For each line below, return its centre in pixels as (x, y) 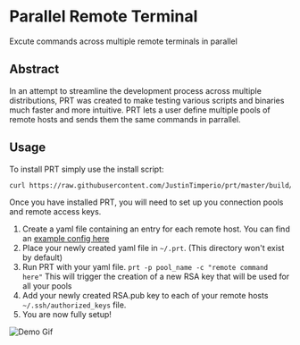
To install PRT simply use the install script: (87, 169)
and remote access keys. (55, 212)
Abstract (34, 69)
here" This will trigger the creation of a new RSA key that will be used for (156, 277)
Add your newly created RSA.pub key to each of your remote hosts (145, 296)
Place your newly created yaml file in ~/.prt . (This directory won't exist (153, 248)
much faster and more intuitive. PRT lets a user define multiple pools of (140, 110)
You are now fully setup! (67, 315)
